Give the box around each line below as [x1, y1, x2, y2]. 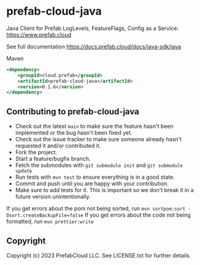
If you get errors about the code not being [85, 211, 191, 218]
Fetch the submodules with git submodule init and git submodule [15, 162, 183, 169]
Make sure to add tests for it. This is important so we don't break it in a [15, 187, 194, 194]
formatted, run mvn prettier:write [6, 218, 94, 225]
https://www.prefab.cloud [6, 31, 72, 38]
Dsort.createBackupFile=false [6, 212, 84, 218]
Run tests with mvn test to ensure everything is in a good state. [15, 173, 175, 181]
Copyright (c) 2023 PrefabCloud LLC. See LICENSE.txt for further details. [6, 252, 191, 259]
